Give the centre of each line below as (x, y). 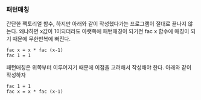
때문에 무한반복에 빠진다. (42, 39)
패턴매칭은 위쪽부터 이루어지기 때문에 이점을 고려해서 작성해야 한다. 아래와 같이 (99, 67)
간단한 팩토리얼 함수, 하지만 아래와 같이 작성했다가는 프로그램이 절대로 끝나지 (97, 24)
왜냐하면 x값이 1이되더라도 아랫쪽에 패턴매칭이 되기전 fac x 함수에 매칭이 (104, 31)
